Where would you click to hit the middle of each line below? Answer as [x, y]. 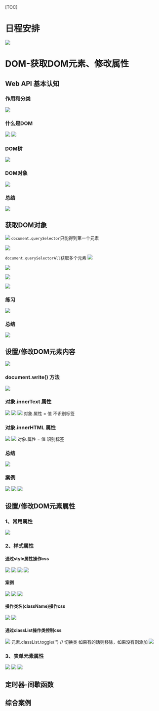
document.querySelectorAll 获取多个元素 [46, 258]
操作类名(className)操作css [35, 606]
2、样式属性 [20, 546]
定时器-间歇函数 [29, 685]
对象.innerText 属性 [28, 402]
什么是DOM [19, 123]
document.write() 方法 [33, 377]
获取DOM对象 [26, 225]
